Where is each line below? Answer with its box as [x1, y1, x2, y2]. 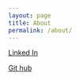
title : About [8, 19, 51, 27]
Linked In [8, 48, 38, 58]
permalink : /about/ [8, 26, 73, 34]
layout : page [8, 11, 51, 20]
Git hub [8, 63, 32, 73]
